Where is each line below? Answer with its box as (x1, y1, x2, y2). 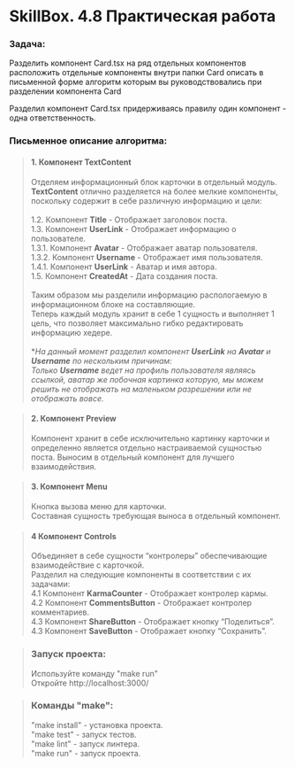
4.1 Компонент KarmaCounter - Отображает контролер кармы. (30, 588, 269, 599)
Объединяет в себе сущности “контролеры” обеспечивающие (30, 551, 268, 562)
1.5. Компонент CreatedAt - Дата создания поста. (30, 270, 218, 281)
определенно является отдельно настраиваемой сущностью (30, 442, 262, 453)
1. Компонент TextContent (30, 157, 132, 167)
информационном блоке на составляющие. (30, 298, 196, 309)
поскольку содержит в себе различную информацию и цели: (30, 195, 262, 205)
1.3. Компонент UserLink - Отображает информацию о (30, 223, 237, 234)
